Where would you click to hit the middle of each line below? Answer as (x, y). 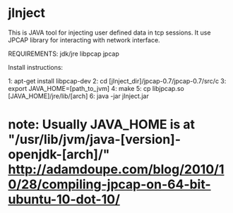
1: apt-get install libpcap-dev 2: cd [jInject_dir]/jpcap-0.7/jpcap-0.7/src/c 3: (117, 81)
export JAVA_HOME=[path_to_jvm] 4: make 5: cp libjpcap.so (96, 88)
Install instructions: (35, 67)
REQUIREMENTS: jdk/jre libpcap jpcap (64, 54)
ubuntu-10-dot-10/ (64, 200)
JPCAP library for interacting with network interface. (84, 39)
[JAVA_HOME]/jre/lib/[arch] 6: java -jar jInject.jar (78, 96)
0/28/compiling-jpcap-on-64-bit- (109, 184)
